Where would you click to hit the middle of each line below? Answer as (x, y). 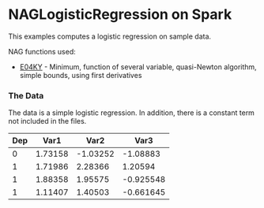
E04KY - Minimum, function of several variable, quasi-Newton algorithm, (138, 67)
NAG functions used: (42, 51)
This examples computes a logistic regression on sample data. (110, 36)
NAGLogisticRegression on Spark (120, 15)
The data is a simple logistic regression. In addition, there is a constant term (132, 113)
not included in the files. (47, 121)
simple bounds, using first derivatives (81, 75)
